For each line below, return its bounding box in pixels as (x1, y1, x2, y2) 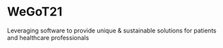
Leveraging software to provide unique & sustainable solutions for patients (7, 26, 217, 34)
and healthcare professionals (7, 33, 90, 41)
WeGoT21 (7, 4, 63, 20)
